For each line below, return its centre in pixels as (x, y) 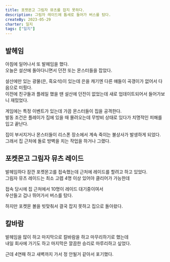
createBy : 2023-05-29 (28, 19)
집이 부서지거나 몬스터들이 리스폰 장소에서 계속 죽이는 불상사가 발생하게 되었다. (83, 134)
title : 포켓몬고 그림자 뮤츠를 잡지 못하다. (45, 10)
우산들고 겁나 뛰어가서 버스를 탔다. (39, 195)
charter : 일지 (19, 24)
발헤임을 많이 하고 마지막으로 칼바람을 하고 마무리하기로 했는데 (67, 237)
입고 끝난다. (17, 124)
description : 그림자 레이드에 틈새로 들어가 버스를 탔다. (58, 15)
